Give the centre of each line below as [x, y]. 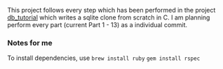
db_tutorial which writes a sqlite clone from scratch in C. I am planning [109, 17]
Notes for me [30, 43]
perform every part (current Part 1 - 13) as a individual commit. [97, 25]
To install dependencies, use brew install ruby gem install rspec [104, 58]
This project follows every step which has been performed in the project [111, 10]
